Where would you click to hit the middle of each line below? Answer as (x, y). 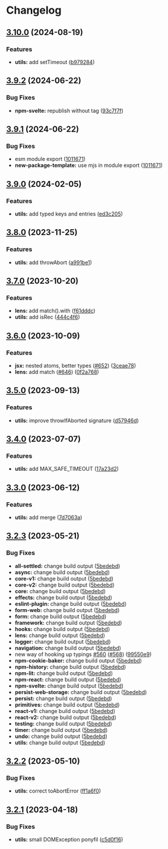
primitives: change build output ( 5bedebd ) (67, 705)
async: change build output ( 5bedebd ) (62, 572)
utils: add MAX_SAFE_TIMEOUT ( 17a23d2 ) (67, 469)
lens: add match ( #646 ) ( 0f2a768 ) (57, 372)
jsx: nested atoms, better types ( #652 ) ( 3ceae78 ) (75, 365)
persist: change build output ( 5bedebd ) (63, 698)
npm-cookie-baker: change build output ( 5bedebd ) (78, 660)
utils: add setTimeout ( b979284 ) (55, 62)
